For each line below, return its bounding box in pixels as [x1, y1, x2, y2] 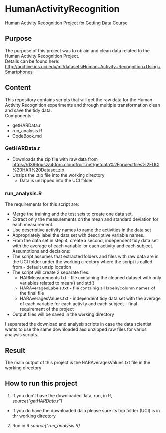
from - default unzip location [12, 264, 71, 270]
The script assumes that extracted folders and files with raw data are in [12, 253, 159, 260]
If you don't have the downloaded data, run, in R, [12, 392, 113, 398]
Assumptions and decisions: [12, 248, 71, 254]
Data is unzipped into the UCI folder [19, 177, 93, 183]
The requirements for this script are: [5, 201, 79, 207]
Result [5, 346, 26, 355]
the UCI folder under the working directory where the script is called [12, 259, 153, 265]
